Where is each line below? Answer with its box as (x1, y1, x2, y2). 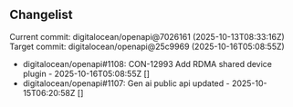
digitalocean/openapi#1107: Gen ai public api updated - (22, 77, 230, 89)
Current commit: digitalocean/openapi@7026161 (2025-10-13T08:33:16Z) (9, 31, 285, 42)
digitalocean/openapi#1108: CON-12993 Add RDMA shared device (22, 58, 272, 69)
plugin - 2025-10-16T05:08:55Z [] (22, 68, 151, 79)
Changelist (9, 7, 73, 23)
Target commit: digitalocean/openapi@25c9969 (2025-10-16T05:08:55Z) (9, 41, 285, 52)
